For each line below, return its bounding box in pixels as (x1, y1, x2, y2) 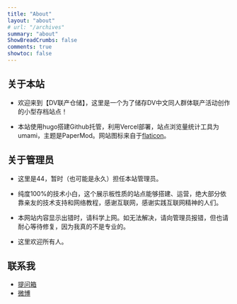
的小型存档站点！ (17, 107, 68, 116)
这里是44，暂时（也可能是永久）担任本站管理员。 (17, 174, 163, 183)
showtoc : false (7, 50, 52, 58)
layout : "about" (7, 17, 55, 24)
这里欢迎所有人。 (17, 237, 68, 246)
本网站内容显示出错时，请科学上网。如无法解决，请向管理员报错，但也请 (17, 213, 229, 222)
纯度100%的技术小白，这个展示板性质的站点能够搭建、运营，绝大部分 (17, 189, 221, 197)
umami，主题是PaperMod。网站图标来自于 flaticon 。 (17, 131, 170, 139)
